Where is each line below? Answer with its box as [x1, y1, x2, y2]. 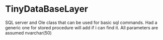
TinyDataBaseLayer [5, 3, 88, 15]
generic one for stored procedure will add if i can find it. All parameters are [5, 24, 158, 30]
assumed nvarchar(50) [5, 30, 52, 36]
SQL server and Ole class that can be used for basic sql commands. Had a [5, 20, 158, 25]
